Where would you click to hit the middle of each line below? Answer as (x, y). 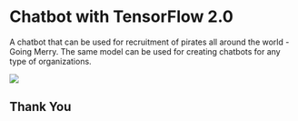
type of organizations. (51, 61)
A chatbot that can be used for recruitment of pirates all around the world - (149, 42)
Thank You (40, 107)
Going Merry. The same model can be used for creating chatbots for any (145, 51)
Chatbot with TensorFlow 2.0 (121, 17)
